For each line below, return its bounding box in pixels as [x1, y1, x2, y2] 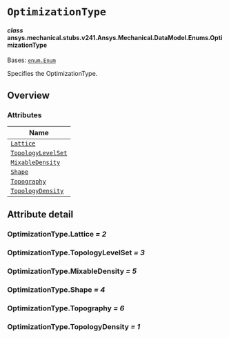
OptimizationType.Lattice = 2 [7, 230, 107, 239]
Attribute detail [7, 209, 74, 221]
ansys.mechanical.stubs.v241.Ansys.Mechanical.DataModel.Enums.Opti [7, 33, 223, 41]
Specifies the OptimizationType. [7, 70, 98, 78]
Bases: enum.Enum [7, 56, 57, 64]
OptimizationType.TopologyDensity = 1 [7, 322, 140, 331]
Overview [7, 89, 50, 101]
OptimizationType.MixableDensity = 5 [7, 266, 137, 276]
